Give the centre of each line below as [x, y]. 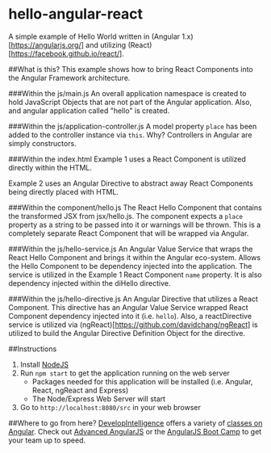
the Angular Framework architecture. [69, 78]
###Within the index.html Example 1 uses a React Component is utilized [127, 159]
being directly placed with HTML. [64, 191]
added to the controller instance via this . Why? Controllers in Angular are [130, 135]
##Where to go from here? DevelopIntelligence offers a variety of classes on [135, 423]
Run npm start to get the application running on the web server [125, 373]
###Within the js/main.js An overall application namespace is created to [128, 93]
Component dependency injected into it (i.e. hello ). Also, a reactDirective [130, 316]
